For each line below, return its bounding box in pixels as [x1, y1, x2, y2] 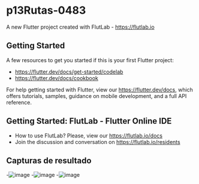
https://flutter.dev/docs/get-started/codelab [14, 68, 123, 75]
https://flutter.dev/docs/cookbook [14, 74, 99, 81]
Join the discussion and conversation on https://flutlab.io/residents [14, 138, 181, 145]
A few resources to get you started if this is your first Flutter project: [6, 56, 174, 63]
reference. [6, 99, 32, 106]
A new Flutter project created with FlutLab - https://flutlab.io [6, 23, 155, 30]
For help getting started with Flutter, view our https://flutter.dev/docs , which [6, 86, 194, 93]
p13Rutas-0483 [6, 4, 86, 17]
